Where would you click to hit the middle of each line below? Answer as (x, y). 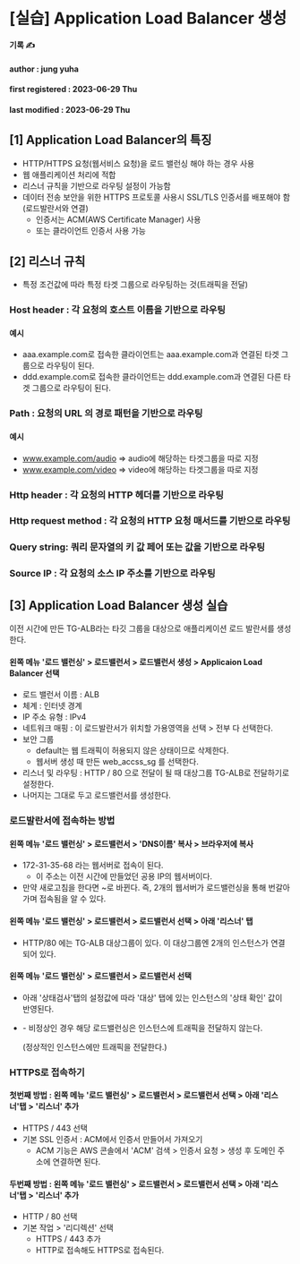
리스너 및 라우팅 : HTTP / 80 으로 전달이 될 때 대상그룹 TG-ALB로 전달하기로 (155, 773)
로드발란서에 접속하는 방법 (62, 821)
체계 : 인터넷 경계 (52, 706)
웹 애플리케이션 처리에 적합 (69, 175)
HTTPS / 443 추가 (68, 1239)
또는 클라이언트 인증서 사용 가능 (90, 230)
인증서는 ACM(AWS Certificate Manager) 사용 (118, 219)
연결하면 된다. (77, 1161)
